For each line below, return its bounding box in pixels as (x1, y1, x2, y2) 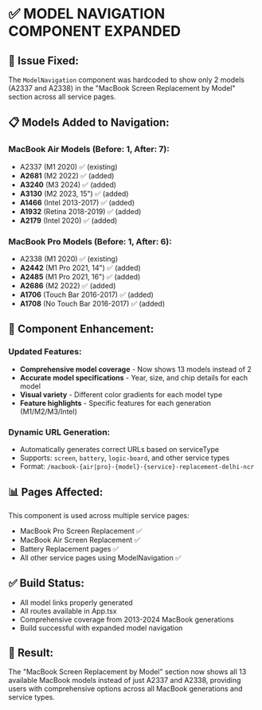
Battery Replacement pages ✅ (19, 544, 119, 553)
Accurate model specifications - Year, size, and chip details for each (19, 373, 248, 382)
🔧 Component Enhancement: (8, 322, 154, 336)
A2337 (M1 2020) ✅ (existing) (19, 162, 118, 171)
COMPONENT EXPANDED (8, 22, 182, 41)
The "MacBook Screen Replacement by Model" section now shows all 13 (8, 667, 247, 677)
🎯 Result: (8, 646, 54, 659)
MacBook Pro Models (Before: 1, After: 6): (8, 236, 173, 247)
